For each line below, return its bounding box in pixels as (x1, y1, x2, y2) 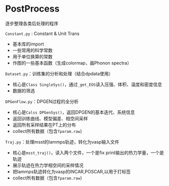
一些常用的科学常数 (12, 47, 53, 53)
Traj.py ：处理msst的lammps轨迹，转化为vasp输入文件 (5, 138, 120, 145)
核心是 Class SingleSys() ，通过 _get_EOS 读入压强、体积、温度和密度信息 (12, 81, 162, 87)
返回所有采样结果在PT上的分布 (12, 122, 76, 128)
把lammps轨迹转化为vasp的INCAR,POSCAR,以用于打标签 (12, 168, 131, 174)
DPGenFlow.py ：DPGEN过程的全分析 (5, 98, 79, 104)
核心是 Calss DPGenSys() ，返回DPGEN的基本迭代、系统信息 (12, 109, 135, 115)
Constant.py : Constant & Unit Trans (5, 30, 80, 36)
